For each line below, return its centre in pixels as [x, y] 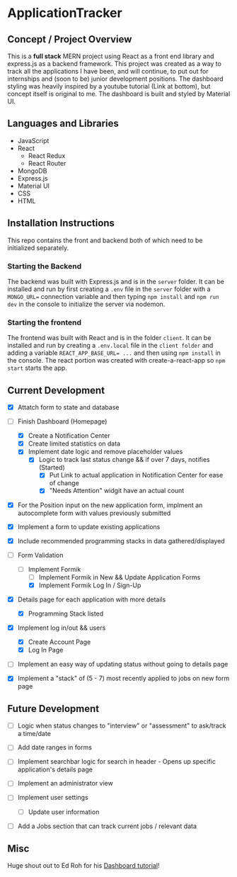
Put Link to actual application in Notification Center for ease [136, 475]
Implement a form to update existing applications [89, 526]
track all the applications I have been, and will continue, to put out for [108, 71]
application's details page [55, 769]
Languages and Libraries [63, 124]
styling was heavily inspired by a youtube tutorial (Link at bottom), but [109, 86]
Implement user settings [53, 798]
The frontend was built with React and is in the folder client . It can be [109, 338]
